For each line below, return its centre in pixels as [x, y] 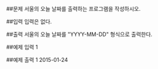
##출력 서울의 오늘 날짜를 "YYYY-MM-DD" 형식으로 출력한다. [79, 34]
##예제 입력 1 [22, 47]
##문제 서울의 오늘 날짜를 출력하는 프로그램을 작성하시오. [74, 9]
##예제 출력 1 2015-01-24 [37, 60]
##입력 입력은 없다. [29, 22]
